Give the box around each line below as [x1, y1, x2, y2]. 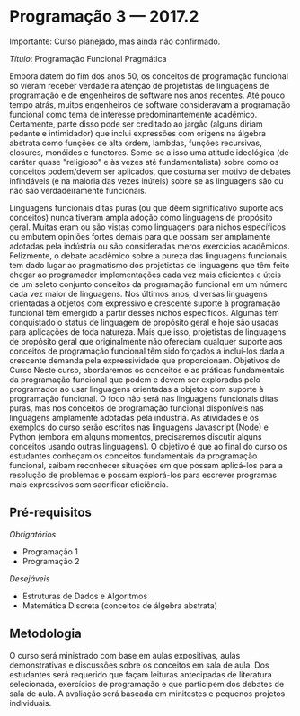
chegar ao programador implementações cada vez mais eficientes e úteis [9, 269, 281, 280]
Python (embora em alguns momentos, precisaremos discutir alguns [9, 431, 262, 441]
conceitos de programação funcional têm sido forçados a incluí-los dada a [9, 345, 285, 356]
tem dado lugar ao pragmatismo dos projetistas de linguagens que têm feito [9, 259, 290, 270]
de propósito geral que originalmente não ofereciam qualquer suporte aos [9, 336, 283, 346]
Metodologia [9, 626, 83, 642]
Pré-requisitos [9, 505, 93, 520]
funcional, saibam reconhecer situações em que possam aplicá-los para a [9, 459, 283, 470]
